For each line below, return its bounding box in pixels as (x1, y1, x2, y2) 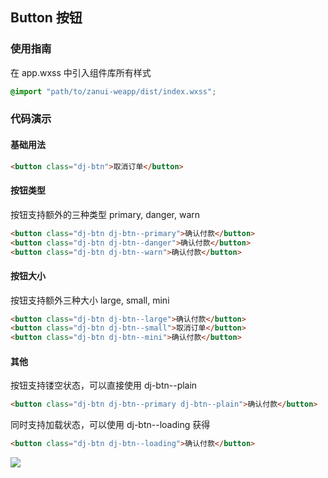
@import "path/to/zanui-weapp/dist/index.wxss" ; (10, 86, 217, 97)
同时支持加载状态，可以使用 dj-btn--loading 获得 (10, 419, 211, 431)
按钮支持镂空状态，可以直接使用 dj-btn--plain (10, 379, 198, 392)
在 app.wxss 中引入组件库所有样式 (10, 66, 152, 78)
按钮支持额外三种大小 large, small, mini (10, 294, 170, 306)
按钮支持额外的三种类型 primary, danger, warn (10, 208, 201, 220)
